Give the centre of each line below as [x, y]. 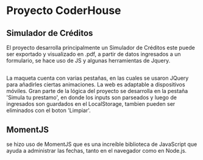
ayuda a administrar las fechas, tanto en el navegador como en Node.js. [97, 151]
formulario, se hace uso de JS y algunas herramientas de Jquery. [88, 61]
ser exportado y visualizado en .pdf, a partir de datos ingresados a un [94, 54]
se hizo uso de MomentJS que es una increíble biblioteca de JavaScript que [102, 144]
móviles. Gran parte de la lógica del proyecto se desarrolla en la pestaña [97, 91]
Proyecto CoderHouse [64, 11]
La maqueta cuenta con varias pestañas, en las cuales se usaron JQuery [98, 78]
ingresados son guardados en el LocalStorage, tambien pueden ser [91, 104]
